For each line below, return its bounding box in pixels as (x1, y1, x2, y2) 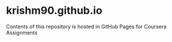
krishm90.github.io (6, 4, 103, 17)
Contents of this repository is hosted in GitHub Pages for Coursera (6, 23, 167, 30)
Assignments (6, 29, 38, 36)
